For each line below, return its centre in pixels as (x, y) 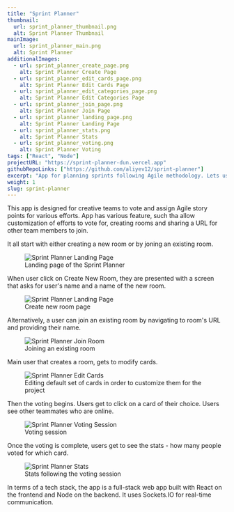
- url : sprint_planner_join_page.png (68, 104)
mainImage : (23, 40)
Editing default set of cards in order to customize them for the (113, 383)
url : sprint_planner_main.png (57, 46)
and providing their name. (44, 327)
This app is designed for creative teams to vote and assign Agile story (107, 208)
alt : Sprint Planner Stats (59, 137)
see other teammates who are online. (61, 411)
